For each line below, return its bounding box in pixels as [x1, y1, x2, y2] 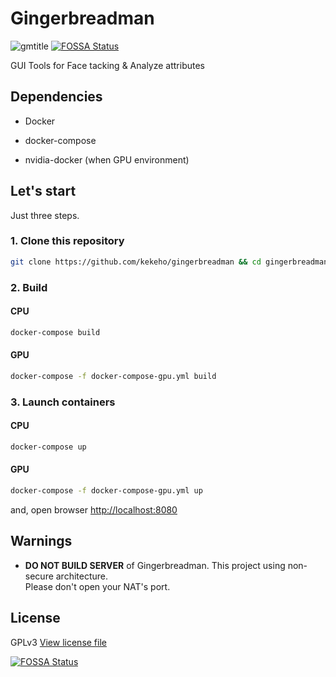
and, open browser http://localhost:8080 [10, 503, 178, 516]
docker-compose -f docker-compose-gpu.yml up [10, 486, 203, 496]
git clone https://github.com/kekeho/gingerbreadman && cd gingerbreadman [10, 257, 329, 267]
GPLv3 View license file [10, 636, 107, 648]
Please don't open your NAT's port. [24, 580, 171, 592]
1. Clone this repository [10, 234, 125, 248]
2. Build [10, 280, 48, 294]
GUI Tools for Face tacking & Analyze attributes [10, 59, 206, 71]
